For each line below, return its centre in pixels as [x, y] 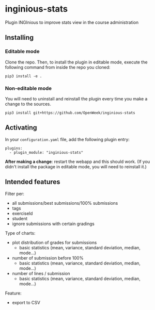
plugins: [14, 148]
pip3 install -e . [23, 76]
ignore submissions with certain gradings [53, 224]
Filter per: [15, 194]
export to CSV [26, 302]
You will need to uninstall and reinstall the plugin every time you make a [76, 98]
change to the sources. [28, 104]
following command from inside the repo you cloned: [58, 67]
